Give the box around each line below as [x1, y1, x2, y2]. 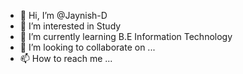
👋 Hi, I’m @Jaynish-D [19, 10, 108, 21]
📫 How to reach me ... [19, 53, 113, 64]
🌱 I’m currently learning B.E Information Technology [19, 31, 233, 42]
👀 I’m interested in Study [19, 20, 122, 32]
